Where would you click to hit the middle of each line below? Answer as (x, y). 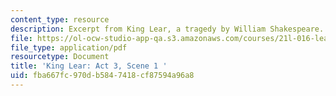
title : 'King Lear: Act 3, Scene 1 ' (89, 66)
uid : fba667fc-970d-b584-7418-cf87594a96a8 (102, 76)
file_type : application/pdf (69, 47)
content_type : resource (60, 19)
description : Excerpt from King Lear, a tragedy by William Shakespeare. (167, 29)
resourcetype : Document (60, 57)
